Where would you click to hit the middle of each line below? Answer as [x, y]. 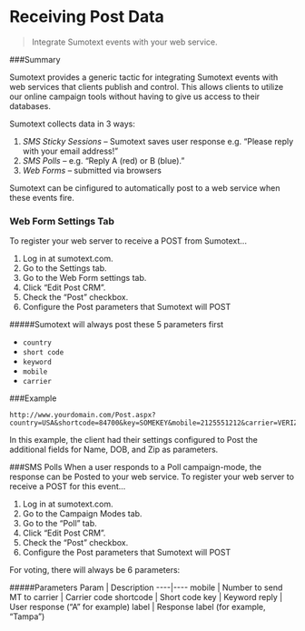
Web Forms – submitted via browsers [92, 170]
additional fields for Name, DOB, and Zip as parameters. [114, 450]
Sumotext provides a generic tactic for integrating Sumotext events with [144, 77]
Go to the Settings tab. [64, 268]
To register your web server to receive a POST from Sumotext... [128, 241]
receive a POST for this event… [68, 486]
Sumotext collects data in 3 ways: [73, 124]
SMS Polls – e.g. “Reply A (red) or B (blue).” [103, 160]
